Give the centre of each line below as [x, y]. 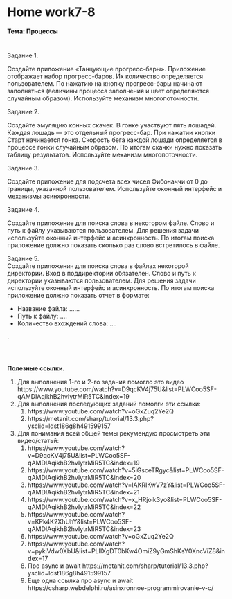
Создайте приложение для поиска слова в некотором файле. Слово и [111, 223]
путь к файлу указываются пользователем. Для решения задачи [103, 231]
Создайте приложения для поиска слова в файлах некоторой [98, 266]
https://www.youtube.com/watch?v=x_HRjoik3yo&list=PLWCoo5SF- [125, 500]
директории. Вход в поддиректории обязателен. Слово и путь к [101, 274]
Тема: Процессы [33, 31]
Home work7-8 [51, 12]
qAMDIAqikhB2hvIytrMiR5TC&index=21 [83, 492]
